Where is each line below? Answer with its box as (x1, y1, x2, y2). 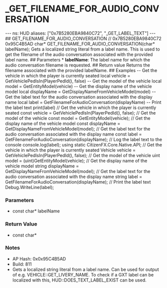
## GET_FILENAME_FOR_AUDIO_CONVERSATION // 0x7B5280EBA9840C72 (5, 35, 162, 41)
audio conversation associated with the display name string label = (5, 173, 143, 179)
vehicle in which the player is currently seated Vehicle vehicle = (5, 147, 136, 153)
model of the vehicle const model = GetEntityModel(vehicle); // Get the (5, 115, 151, 121)
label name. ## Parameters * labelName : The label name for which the (5, 56, 151, 62)
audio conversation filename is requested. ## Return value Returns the (5, 62, 151, 68)
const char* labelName (12, 208, 60, 214)
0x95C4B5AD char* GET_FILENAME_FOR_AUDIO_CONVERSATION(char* (5, 40, 156, 46)
